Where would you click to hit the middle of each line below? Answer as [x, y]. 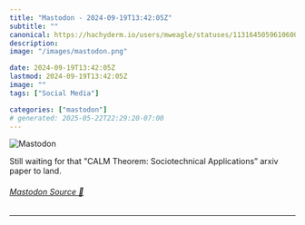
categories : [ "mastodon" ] [58, 110]
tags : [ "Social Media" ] [54, 93]
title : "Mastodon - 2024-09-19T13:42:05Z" [91, 18]
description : [34, 43]
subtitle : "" [34, 26]
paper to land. [35, 171]
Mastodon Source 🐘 [47, 191]
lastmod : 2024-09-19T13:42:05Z [69, 77]
